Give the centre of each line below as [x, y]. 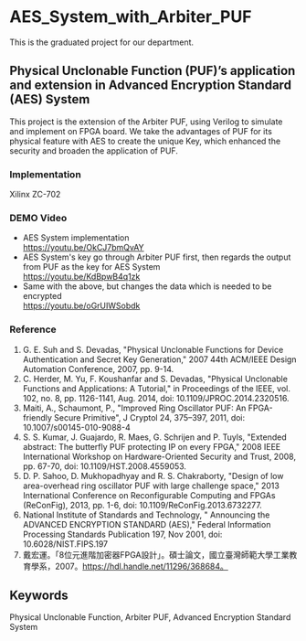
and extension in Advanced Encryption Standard [151, 85]
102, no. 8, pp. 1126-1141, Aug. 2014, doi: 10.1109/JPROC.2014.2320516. [156, 398]
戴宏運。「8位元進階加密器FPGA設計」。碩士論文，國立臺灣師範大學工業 [156, 554]
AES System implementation [76, 238]
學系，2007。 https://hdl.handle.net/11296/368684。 [129, 566]
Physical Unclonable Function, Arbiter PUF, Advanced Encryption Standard [150, 617]
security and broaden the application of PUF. [94, 150]
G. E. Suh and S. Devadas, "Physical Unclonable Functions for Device [153, 349]
